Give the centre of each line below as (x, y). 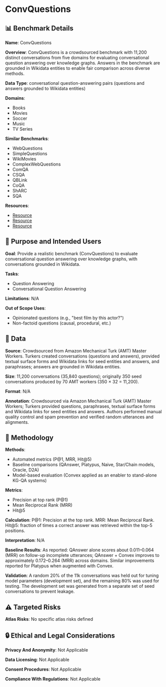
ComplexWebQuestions (37, 164)
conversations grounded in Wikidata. (43, 264)
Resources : (17, 206)
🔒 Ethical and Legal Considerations (60, 635)
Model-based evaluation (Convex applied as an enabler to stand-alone (84, 475)
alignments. (17, 422)
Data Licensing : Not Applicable (37, 660)
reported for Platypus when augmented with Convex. (59, 566)
